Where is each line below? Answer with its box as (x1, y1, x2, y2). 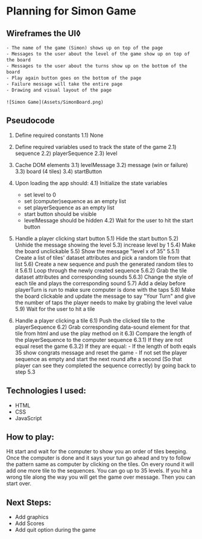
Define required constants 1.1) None (14, 131, 104, 139)
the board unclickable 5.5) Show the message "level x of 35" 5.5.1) (14, 247, 180, 254)
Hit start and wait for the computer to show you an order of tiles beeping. (6, 448, 188, 455)
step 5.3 (14, 368, 36, 375)
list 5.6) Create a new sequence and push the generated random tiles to (14, 260, 194, 268)
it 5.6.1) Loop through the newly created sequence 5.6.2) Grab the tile (14, 266, 187, 274)
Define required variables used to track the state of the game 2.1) (14, 143, 177, 150)
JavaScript (14, 414, 42, 421)
